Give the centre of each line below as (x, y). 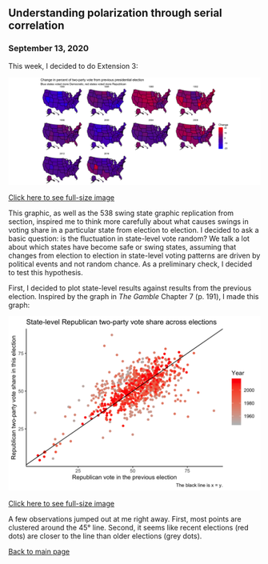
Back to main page (39, 551)
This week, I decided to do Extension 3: (73, 66)
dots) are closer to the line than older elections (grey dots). (105, 536)
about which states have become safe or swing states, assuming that (122, 247)
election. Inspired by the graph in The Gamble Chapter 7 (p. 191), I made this (134, 297)
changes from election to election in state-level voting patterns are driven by (134, 256)
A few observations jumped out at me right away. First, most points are (125, 518)
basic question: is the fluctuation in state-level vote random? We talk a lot (129, 238)
